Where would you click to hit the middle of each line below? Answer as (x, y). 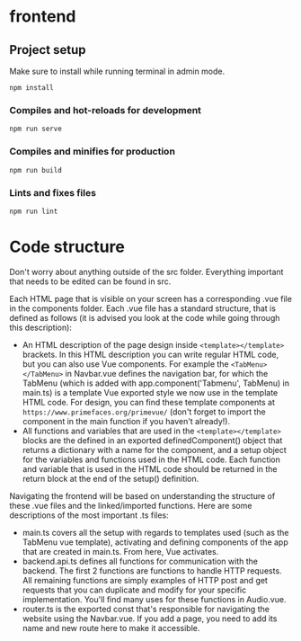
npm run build (36, 170)
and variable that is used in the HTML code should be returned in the (150, 468)
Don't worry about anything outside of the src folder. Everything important (146, 272)
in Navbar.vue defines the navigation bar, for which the (167, 373)
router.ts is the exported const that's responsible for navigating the (146, 609)
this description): (40, 327)
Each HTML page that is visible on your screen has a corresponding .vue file (150, 298)
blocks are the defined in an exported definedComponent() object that (152, 440)
